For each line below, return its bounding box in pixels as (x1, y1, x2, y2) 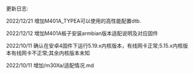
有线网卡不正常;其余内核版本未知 (11, 50, 90, 57)
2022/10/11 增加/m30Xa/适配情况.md (6, 62, 94, 69)
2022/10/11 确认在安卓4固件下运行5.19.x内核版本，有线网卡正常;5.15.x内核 (6, 43, 183, 49)
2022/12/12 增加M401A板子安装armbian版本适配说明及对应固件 (6, 30, 158, 37)
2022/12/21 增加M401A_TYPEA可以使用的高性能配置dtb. (6, 17, 142, 24)
